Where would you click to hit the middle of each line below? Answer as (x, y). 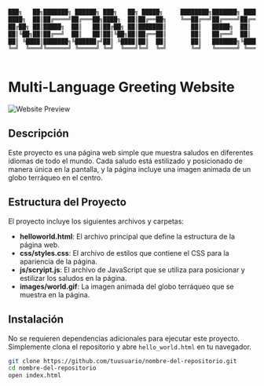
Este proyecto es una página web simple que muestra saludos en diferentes (131, 152)
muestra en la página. (55, 294)
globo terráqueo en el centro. (56, 177)
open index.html (35, 376)
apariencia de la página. (59, 261)
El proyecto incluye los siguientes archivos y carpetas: (96, 221)
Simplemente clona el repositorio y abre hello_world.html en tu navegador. (130, 347)
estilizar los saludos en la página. (73, 278)
